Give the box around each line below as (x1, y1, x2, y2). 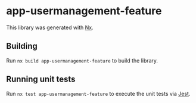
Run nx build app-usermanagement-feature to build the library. (6, 57, 158, 64)
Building (6, 41, 38, 51)
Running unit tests (6, 74, 76, 85)
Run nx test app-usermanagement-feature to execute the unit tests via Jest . (6, 90, 191, 97)
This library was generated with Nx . (6, 24, 94, 31)
